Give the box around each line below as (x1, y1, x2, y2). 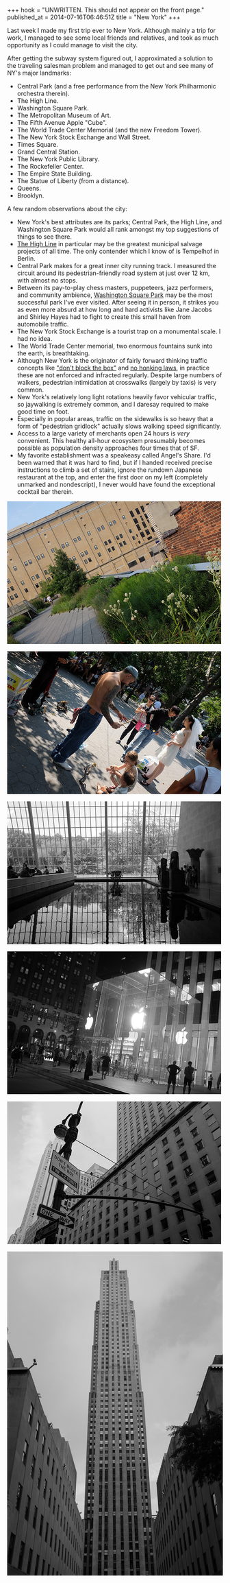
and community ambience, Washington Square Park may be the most (16, 291, 213, 299)
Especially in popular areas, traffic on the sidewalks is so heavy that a (16, 415, 214, 422)
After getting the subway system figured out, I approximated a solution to (7, 54, 214, 62)
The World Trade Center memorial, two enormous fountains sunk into (16, 342, 213, 350)
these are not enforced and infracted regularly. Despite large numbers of (16, 371, 222, 379)
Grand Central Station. (16, 147, 81, 156)
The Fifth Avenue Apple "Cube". (16, 119, 107, 126)
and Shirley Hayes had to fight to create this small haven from (16, 313, 192, 321)
